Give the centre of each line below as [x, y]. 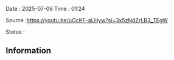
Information [29, 51]
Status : [15, 32]
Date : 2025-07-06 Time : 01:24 [46, 9]
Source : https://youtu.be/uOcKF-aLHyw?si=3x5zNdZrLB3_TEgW [87, 20]
